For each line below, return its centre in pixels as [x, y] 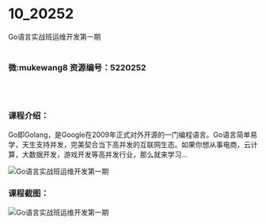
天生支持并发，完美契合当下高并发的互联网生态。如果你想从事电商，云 [136, 144]
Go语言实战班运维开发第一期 [55, 36]
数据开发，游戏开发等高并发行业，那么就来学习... [108, 154]
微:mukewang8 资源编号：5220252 [77, 67]
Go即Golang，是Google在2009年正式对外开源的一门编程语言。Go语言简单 [129, 135]
